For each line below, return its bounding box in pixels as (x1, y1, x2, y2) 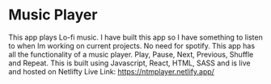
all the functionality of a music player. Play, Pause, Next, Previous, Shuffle (8, 49, 254, 59)
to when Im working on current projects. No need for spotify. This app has (8, 40, 256, 50)
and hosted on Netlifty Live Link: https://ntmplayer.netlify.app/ (8, 66, 214, 76)
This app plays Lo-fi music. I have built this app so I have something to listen (8, 32, 263, 42)
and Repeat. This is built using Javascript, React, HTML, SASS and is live (8, 58, 251, 68)
